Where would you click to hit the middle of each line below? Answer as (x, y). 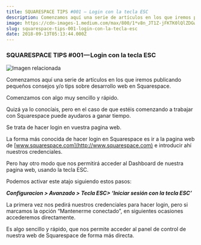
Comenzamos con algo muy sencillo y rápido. (63, 98)
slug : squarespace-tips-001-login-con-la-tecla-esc (72, 29)
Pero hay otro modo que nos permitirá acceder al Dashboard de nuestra (95, 163)
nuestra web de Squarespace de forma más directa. (70, 235)
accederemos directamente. (41, 217)
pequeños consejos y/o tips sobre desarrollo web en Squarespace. (89, 86)
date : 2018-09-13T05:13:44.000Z (46, 34)
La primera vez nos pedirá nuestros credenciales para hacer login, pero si (97, 205)
